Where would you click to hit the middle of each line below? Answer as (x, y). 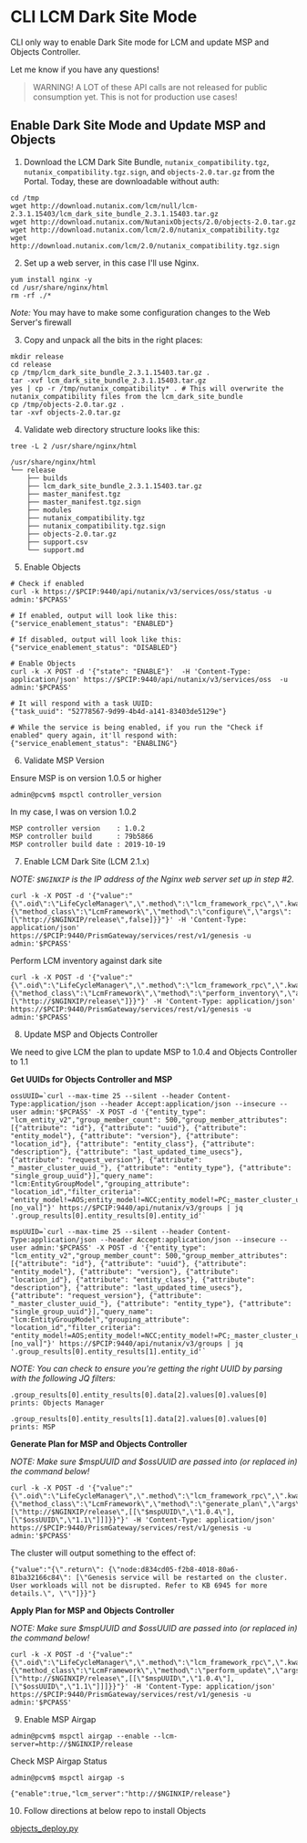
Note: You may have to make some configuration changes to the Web (141, 312)
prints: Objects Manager (57, 1403)
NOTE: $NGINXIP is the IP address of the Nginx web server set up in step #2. (152, 879)
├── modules (49, 510)
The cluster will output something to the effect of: (103, 1553)
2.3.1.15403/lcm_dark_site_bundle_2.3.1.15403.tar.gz (115, 214)
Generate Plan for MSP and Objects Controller (99, 1443)
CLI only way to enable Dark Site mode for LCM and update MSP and (140, 42)
